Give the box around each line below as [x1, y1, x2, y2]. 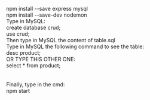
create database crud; [6, 24, 61, 31]
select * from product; [6, 62, 61, 69]
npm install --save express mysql [6, 5, 88, 12]
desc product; [6, 49, 41, 56]
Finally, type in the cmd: [6, 81, 65, 88]
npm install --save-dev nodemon [6, 11, 88, 18]
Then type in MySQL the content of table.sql [6, 37, 115, 43]
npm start [6, 87, 30, 94]
